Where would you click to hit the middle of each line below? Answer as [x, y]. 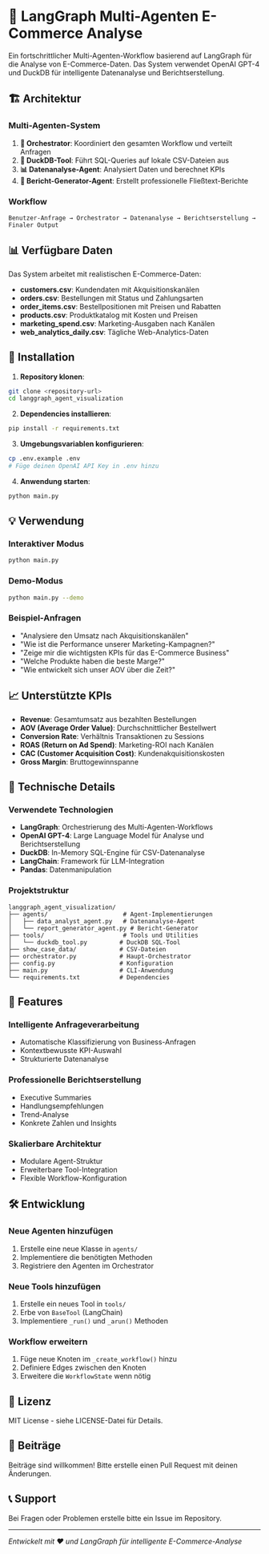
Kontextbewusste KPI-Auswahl [71, 1051]
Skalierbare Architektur [55, 1144]
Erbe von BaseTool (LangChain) [71, 1312]
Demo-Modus [36, 581]
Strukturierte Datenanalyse [64, 1059]
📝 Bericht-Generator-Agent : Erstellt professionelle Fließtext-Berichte [134, 180]
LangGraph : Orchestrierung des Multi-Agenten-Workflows [116, 827]
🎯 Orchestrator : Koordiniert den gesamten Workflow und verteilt [126, 143]
